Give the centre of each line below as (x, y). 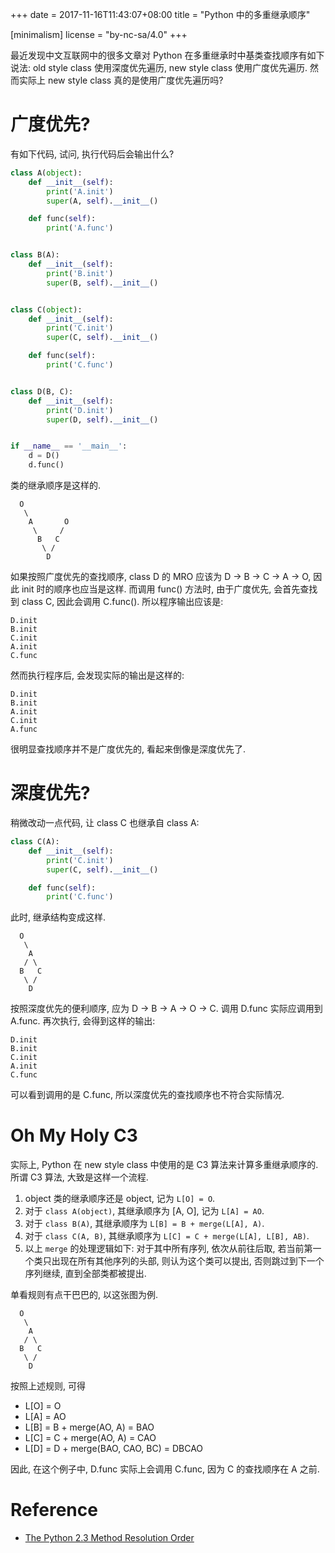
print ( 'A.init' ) (80, 191)
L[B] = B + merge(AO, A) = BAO (89, 1427)
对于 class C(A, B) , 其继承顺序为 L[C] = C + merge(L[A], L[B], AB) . (167, 1236)
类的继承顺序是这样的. (56, 485)
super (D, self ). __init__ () (102, 419)
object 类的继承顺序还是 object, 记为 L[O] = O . (120, 1199)
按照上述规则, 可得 (48, 1386)
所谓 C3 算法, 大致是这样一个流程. (79, 1177)
